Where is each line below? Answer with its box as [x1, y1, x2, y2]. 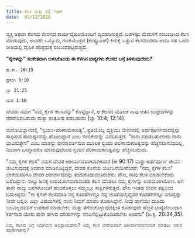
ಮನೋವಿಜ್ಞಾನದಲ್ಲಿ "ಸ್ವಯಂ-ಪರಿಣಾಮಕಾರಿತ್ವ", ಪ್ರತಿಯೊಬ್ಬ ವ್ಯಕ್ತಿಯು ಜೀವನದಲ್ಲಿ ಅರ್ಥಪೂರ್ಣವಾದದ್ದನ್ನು [6, 126, 180, 133]
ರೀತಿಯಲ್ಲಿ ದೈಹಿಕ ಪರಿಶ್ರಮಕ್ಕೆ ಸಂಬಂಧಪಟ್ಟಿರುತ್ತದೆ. [6, 43, 88, 50]
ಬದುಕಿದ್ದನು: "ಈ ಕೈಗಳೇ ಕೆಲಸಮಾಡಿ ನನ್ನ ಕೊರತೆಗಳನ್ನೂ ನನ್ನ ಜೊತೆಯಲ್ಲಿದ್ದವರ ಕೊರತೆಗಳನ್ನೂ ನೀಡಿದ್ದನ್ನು [6, 191, 182, 198]
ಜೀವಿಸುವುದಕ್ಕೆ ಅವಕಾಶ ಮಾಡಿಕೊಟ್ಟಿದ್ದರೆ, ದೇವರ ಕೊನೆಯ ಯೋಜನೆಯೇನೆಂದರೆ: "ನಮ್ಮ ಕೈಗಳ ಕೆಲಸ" [6, 164, 173, 171]
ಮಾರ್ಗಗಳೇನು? [6, 227, 29, 233]
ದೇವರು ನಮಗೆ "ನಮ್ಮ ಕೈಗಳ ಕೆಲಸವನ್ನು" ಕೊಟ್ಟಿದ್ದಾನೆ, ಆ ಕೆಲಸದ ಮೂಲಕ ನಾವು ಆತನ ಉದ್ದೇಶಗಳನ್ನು [6, 108, 175, 115]
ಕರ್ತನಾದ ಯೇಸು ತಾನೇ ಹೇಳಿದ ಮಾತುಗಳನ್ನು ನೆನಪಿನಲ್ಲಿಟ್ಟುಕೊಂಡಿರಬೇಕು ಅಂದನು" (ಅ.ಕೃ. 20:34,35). [6, 210, 184, 217]
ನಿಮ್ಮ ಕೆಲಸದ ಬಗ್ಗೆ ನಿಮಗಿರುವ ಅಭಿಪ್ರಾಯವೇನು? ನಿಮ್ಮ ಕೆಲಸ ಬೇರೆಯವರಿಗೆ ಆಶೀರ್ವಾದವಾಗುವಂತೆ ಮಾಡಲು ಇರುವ [6, 222, 183, 228]
